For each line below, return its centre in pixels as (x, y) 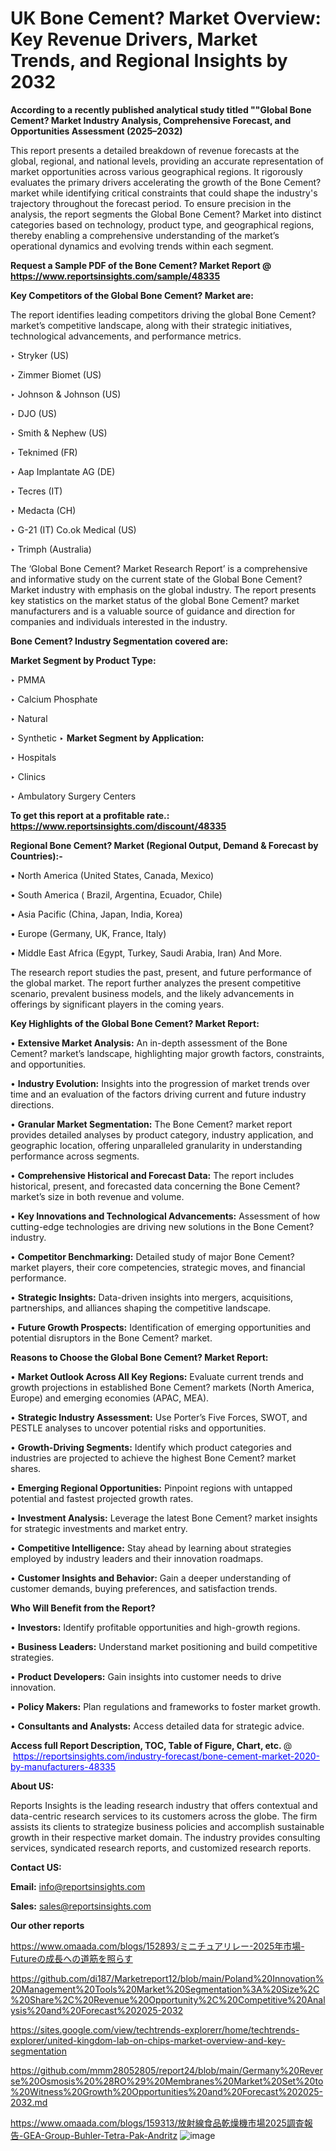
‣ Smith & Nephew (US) (59, 433)
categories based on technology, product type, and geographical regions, (162, 224)
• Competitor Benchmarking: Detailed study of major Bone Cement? (152, 1256)
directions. (32, 1104)
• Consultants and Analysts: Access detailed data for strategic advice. (157, 1726)
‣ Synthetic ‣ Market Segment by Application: (107, 738)
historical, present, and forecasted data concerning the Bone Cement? (155, 1186)
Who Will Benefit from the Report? (83, 1608)
